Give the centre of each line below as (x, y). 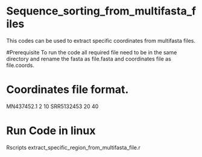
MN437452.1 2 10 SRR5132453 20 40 (52, 106)
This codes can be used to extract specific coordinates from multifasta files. (101, 40)
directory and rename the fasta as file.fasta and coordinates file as (89, 59)
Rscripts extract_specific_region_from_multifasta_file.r (73, 147)
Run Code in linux (51, 131)
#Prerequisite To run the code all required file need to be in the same (92, 52)
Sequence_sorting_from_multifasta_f (101, 11)
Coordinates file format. (68, 90)
